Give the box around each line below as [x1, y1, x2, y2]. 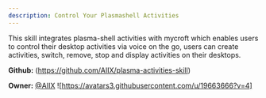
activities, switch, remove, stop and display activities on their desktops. [8, 50, 241, 59]
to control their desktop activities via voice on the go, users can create [8, 41, 239, 51]
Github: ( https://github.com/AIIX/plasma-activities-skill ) [8, 65, 191, 75]
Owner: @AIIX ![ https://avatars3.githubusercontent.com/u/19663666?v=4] [8, 81, 253, 90]
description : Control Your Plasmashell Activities [8, 11, 179, 20]
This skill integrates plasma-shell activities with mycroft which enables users [8, 33, 259, 43]
